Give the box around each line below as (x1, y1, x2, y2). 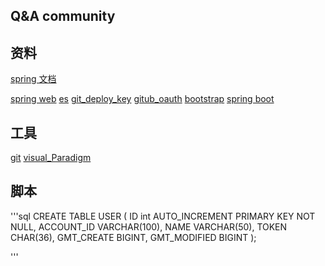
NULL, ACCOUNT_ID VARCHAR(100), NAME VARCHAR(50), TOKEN (10, 220, 288, 233)
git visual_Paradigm (10, 152, 92, 164)
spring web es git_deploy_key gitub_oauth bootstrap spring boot (10, 93, 275, 105)
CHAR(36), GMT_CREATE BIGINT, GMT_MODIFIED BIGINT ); (10, 231, 257, 243)
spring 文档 (10, 73, 57, 85)
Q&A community (10, 8, 116, 25)
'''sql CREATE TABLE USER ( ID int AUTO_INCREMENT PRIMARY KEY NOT (10, 210, 316, 222)
